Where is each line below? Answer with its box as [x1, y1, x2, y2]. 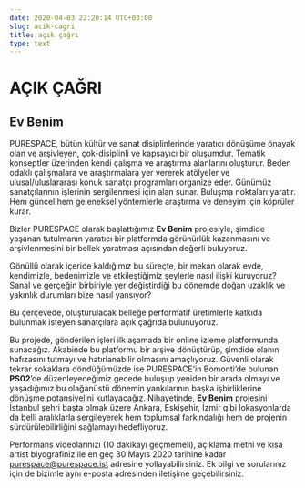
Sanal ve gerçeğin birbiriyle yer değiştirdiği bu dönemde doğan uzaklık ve [9, 280, 286, 291]
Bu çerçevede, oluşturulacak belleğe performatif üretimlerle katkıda [9, 307, 262, 319]
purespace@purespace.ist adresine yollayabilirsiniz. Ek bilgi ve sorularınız [9, 459, 287, 470]
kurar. [9, 206, 32, 217]
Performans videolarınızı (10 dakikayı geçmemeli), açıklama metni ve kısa [9, 439, 283, 451]
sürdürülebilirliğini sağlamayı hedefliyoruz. [9, 422, 168, 432]
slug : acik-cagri [9, 22, 76, 31]
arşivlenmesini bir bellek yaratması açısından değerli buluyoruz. [9, 243, 248, 254]
